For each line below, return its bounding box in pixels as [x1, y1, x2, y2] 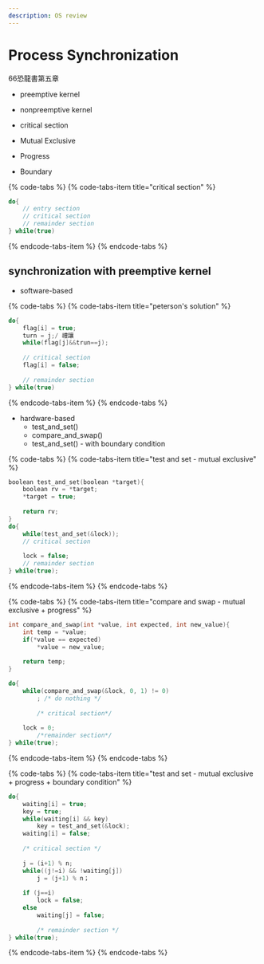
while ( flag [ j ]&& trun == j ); [22, 339, 109, 347]
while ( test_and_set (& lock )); [22, 529, 120, 538]
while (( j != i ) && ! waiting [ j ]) [22, 867, 124, 875]
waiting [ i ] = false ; [22, 830, 91, 838]
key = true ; [22, 807, 62, 816]
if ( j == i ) [22, 889, 56, 897]
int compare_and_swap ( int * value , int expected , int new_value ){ [8, 620, 230, 628]
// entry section [22, 205, 81, 213]
